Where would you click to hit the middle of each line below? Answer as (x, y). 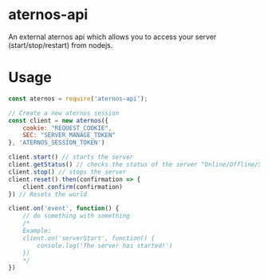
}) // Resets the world (48, 194)
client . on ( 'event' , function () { (64, 209)
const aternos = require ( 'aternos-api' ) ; (78, 98)
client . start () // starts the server (71, 157)
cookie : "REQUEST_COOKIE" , (67, 128)
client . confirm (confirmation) (73, 187)
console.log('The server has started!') (105, 246)
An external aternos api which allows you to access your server (112, 37)
